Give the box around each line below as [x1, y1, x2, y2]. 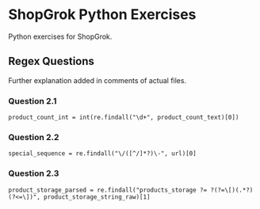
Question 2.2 [8, 131, 59, 142]
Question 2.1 [8, 95, 57, 106]
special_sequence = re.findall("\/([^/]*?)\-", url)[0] [8, 150, 197, 158]
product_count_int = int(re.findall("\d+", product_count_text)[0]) [8, 113, 239, 122]
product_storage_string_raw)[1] [43, 192, 151, 201]
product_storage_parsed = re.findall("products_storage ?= [8, 186, 208, 194]
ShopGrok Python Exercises [8, 6, 197, 24]
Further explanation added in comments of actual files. [8, 75, 187, 85]
